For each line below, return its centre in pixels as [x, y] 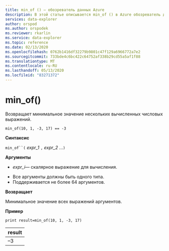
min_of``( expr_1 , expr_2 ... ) [35, 147]
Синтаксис [17, 138]
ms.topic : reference [27, 43]
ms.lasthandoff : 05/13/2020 [35, 71]
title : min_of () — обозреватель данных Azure [55, 10]
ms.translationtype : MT [30, 61]
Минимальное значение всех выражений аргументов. [64, 201]
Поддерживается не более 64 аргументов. [59, 182]
